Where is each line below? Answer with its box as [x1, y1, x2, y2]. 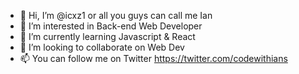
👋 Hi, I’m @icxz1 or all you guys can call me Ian [19, 10, 213, 21]
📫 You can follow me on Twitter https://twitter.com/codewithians [19, 53, 288, 64]
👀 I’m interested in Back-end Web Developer [19, 20, 203, 32]
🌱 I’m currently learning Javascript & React [19, 31, 196, 42]
